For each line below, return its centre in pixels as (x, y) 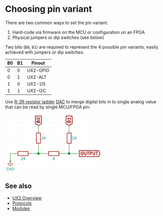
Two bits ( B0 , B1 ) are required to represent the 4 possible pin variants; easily (82, 47)
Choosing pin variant (49, 9)
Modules (21, 208)
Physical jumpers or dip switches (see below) (58, 37)
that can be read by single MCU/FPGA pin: (48, 107)
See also (18, 186)
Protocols (22, 203)
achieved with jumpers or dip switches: (45, 52)
